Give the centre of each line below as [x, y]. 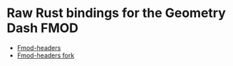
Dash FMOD [43, 28]
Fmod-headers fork [46, 55]
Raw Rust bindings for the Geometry [116, 13]
